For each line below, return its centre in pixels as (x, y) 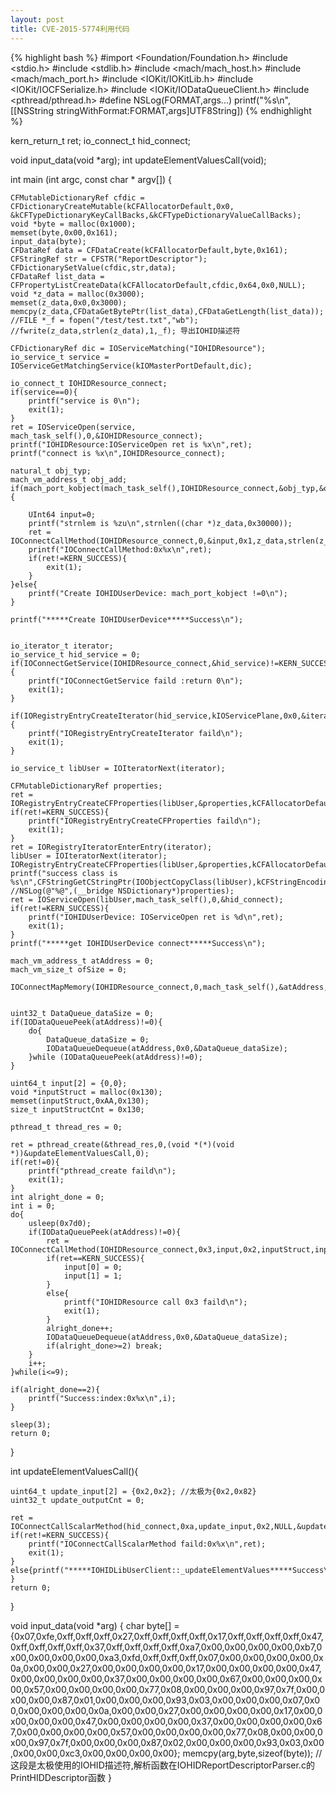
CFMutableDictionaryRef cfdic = (77, 197)
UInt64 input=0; (62, 514)
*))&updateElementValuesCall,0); (80, 1153)
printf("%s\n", (262, 100)
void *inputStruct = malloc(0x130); (86, 1092)
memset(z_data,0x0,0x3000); (69, 302)
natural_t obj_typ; (51, 471)
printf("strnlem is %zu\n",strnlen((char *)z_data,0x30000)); (160, 523)
